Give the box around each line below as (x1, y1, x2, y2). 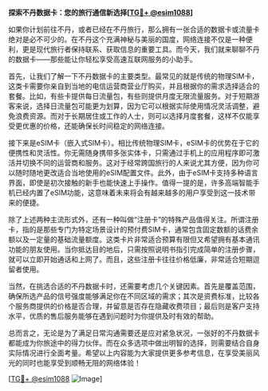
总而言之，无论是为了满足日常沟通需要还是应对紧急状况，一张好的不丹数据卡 (8, 328, 260, 338)
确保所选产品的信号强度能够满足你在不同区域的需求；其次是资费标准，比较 (8, 291, 253, 301)
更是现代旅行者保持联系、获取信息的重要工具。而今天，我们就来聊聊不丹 (22, 45, 260, 54)
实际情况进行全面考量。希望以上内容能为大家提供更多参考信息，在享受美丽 (8, 348, 253, 358)
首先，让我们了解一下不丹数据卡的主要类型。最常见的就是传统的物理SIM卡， (8, 72, 259, 80)
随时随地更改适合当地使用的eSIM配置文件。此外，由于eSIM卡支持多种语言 (14, 168, 259, 178)
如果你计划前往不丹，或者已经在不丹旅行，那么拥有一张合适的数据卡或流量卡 (8, 25, 260, 34)
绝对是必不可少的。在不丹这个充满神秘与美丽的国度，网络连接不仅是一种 (8, 35, 246, 44)
